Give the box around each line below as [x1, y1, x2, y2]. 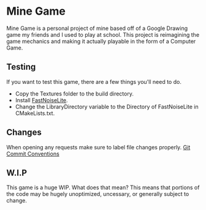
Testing [6, 62, 36, 72]
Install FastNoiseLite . [15, 96, 69, 103]
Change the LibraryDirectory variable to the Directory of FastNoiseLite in [15, 103, 199, 110]
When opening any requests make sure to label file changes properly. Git [6, 143, 191, 151]
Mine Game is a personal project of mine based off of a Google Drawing [6, 24, 188, 32]
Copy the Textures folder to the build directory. [15, 90, 134, 97]
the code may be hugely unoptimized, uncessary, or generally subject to [6, 190, 189, 198]
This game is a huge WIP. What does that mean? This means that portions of [6, 184, 200, 191]
